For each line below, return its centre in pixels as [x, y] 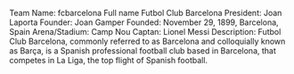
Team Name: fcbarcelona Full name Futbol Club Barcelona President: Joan [146, 13]
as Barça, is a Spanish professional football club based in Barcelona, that [143, 51]
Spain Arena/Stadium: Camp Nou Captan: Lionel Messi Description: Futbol [145, 32]
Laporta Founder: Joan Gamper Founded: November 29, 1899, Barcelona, [144, 22]
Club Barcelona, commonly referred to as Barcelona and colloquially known [147, 41]
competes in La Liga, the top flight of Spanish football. [108, 60]
